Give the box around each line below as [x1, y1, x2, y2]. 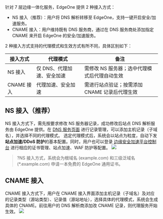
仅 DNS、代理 [36, 65, 68, 72]
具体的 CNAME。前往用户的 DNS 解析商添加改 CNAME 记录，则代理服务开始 [5, 203, 158, 208]
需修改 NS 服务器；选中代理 [84, 65, 147, 72]
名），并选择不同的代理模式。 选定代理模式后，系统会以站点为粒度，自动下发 [5, 132, 157, 138]
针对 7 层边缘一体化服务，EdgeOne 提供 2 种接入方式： [5, 4, 115, 10]
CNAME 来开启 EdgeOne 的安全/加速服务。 [12, 33, 98, 38]
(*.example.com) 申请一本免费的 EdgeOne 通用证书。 [16, 161, 123, 167]
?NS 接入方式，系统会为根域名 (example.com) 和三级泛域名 [16, 155, 135, 161]
